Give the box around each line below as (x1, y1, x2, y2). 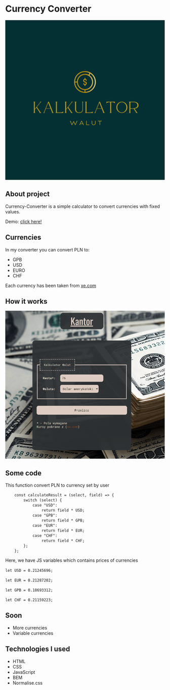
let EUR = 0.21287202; (5, 578, 53, 583)
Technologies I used (5, 645, 70, 653)
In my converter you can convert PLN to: (5, 246, 90, 252)
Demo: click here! (5, 219, 42, 225)
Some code (5, 468, 42, 477)
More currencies (12, 625, 48, 631)
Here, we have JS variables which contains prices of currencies (5, 557, 138, 563)
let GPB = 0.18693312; (5, 588, 53, 593)
